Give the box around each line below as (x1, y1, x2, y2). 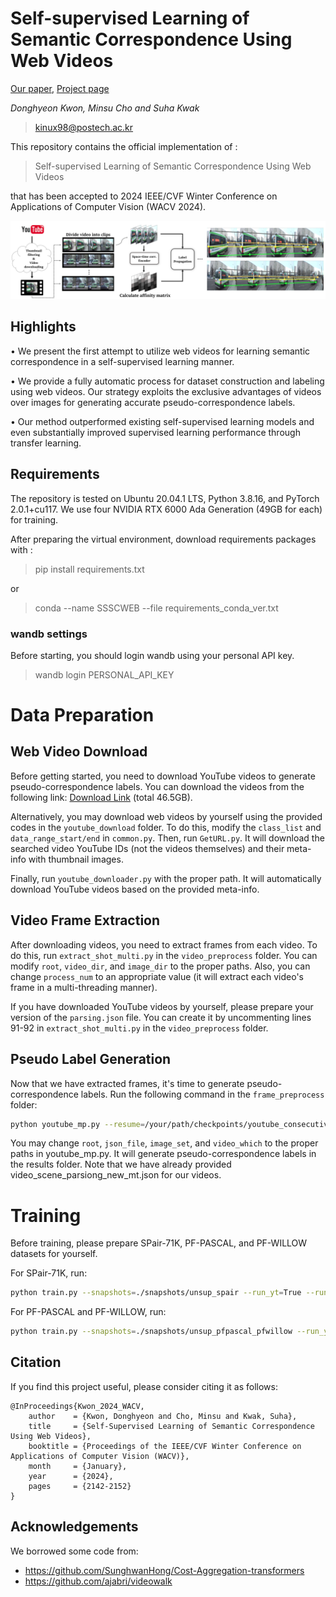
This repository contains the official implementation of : (10, 140, 238, 152)
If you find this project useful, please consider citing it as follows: (10, 1380, 278, 1392)
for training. (10, 513, 59, 526)
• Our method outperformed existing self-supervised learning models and (10, 415, 315, 427)
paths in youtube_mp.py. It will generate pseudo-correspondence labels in (10, 1148, 317, 1160)
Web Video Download (10, 743, 148, 761)
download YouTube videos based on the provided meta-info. (10, 883, 260, 895)
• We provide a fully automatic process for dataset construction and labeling (10, 375, 325, 387)
